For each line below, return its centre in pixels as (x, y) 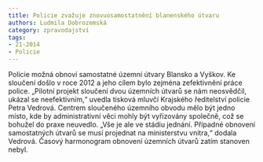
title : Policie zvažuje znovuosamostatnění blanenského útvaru (114, 15)
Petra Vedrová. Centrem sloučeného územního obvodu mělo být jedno (122, 108)
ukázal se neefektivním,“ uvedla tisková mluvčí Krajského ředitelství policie (129, 99)
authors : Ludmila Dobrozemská (58, 23)
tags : (17, 37)
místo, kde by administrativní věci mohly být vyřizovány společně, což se (126, 116)
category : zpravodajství (49, 30)
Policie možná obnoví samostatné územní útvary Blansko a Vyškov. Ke (122, 74)
